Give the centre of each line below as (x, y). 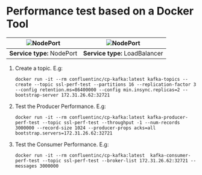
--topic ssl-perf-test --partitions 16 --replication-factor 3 (115, 84)
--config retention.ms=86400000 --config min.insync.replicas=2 (97, 90)
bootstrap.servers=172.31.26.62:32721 (64, 133)
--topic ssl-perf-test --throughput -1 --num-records (111, 122)
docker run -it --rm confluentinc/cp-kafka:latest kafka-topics (97, 79)
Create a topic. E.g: (39, 68)
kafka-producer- (168, 117)
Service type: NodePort (43, 53)
